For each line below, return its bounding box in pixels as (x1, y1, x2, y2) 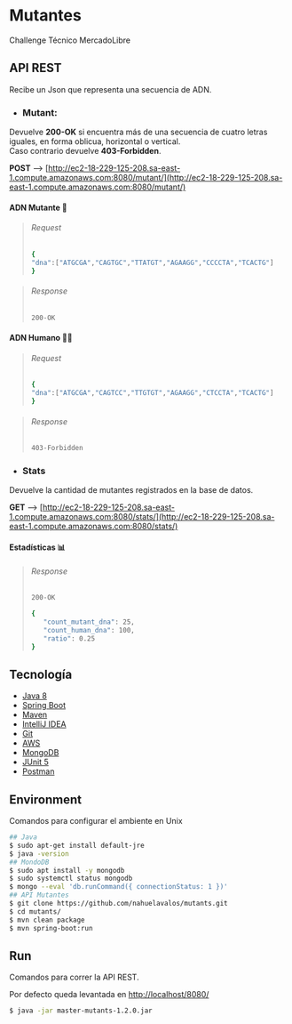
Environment (9, 792, 83, 807)
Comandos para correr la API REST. (9, 972, 139, 983)
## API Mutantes (9, 891, 69, 899)
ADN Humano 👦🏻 (9, 333, 73, 343)
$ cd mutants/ (9, 907, 62, 916)
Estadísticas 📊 (9, 542, 66, 552)
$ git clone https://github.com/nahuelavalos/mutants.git (9, 899, 228, 908)
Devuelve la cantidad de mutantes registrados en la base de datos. (9, 485, 254, 496)
